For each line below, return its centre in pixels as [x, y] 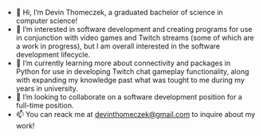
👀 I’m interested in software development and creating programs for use [134, 29]
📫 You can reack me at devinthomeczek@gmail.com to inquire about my [135, 114]
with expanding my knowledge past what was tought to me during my [130, 80]
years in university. [47, 88]
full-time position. [45, 105]
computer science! [47, 21]
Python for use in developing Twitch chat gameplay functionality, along [132, 71]
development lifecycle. [53, 55]
